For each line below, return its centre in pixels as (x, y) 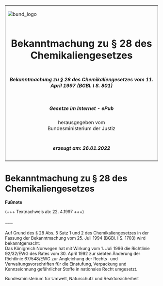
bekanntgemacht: (23, 243)
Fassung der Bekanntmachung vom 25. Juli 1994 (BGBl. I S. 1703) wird (75, 238)
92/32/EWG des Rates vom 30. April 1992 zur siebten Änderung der (73, 254)
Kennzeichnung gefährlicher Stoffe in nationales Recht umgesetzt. (71, 269)
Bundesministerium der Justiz (81, 128)
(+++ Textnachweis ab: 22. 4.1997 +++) (44, 212)
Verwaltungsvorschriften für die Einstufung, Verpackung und (66, 264)
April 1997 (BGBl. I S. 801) (81, 86)
